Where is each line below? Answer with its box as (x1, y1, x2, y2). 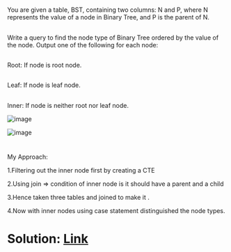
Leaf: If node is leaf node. (7, 81, 81, 89)
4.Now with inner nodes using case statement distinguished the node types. (7, 206, 225, 214)
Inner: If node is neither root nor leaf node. (7, 101, 129, 109)
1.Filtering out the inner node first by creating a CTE (7, 166, 155, 174)
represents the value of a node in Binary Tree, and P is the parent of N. (7, 13, 210, 22)
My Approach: (7, 152, 49, 161)
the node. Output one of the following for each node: (7, 40, 159, 49)
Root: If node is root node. (7, 61, 82, 69)
